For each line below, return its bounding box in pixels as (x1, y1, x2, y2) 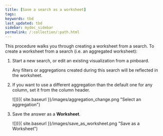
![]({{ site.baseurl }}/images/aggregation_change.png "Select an (12, 97, 142, 102)
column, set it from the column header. (12, 87, 90, 93)
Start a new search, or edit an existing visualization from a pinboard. (12, 58, 150, 63)
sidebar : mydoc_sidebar (5, 25, 54, 30)
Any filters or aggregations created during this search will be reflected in (12, 67, 159, 73)
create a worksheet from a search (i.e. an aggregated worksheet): (5, 48, 138, 54)
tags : (5, 12, 16, 17)
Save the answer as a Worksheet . (12, 111, 81, 117)
